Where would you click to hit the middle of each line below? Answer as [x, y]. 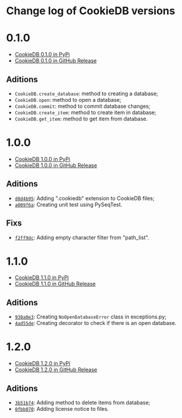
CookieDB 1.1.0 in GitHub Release [55, 284]
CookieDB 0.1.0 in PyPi [42, 54]
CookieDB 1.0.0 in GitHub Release [56, 165]
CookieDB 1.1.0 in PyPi [42, 278]
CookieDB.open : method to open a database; [68, 99]
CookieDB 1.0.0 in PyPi [42, 159]
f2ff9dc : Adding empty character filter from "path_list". [82, 237]
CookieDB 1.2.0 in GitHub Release [56, 370]
